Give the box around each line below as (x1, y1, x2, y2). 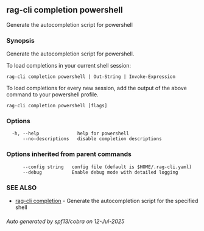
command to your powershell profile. (6, 91, 99, 98)
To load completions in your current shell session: (6, 62, 132, 69)
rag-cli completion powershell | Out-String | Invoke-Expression (6, 74, 175, 80)
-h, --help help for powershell (12, 130, 130, 137)
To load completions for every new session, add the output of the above (6, 85, 187, 92)
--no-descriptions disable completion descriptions (22, 136, 163, 142)
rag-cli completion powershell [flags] (6, 103, 108, 109)
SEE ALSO (6, 183, 37, 191)
